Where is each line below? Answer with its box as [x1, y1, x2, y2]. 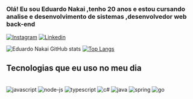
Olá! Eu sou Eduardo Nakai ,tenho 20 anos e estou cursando [6, 5, 186, 13]
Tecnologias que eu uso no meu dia [6, 63, 142, 73]
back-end [6, 20, 36, 28]
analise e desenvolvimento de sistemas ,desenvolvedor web [6, 12, 187, 21]
